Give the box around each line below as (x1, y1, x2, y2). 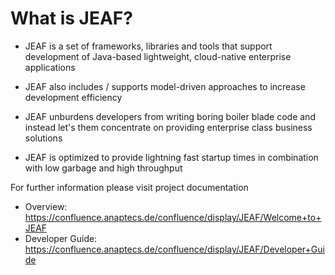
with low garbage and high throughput (24, 162, 183, 174)
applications (24, 61, 76, 73)
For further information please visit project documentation (10, 181, 249, 193)
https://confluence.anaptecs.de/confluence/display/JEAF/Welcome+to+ (24, 211, 322, 223)
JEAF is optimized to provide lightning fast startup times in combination (24, 151, 319, 163)
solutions (24, 132, 63, 144)
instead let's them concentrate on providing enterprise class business (24, 121, 313, 133)
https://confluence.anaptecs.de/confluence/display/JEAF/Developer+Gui (24, 243, 325, 255)
